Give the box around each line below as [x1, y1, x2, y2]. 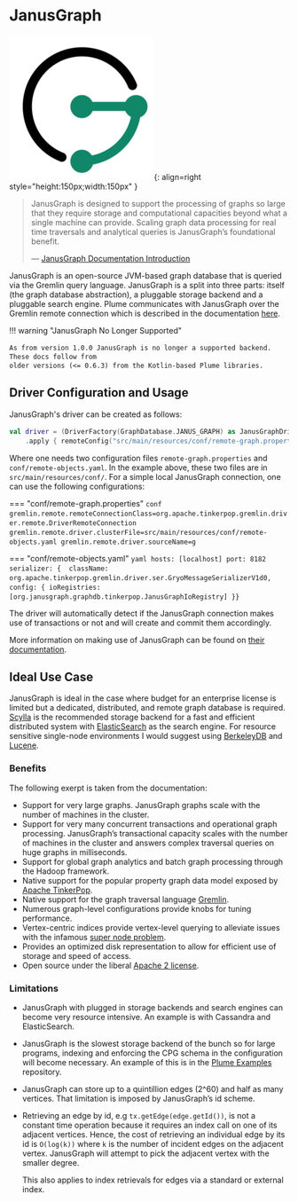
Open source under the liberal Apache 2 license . [21, 960, 200, 970]
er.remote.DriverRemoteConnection [9, 518, 137, 528]
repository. [21, 1066, 62, 1077]
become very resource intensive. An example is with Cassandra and [21, 1011, 271, 1022]
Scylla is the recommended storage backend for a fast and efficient [9, 711, 255, 723]
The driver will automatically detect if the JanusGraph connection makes [9, 608, 275, 618]
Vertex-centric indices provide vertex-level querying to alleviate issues [21, 922, 281, 932]
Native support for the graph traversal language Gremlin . [21, 893, 229, 905]
